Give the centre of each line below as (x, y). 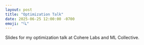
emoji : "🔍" (17, 23)
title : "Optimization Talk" (34, 14)
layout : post (19, 10)
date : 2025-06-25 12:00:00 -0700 (40, 19)
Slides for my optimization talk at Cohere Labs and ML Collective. (72, 38)
